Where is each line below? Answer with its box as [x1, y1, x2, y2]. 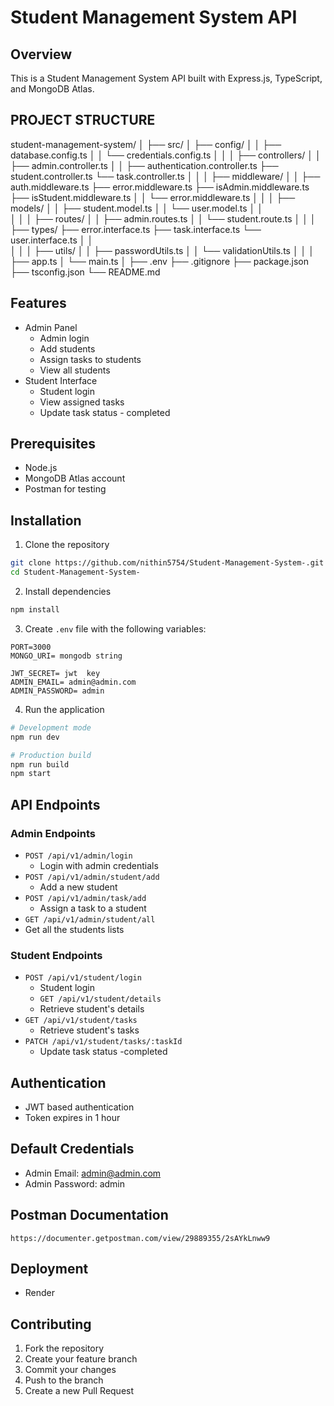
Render [24, 1287, 56, 1299]
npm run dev [10, 732, 60, 742]
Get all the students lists [24, 923, 125, 935]
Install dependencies [24, 586, 112, 597]
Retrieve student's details [39, 1003, 145, 1015]
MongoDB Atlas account [24, 472, 126, 485]
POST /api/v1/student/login [24, 973, 142, 983]
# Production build [10, 750, 92, 760]
